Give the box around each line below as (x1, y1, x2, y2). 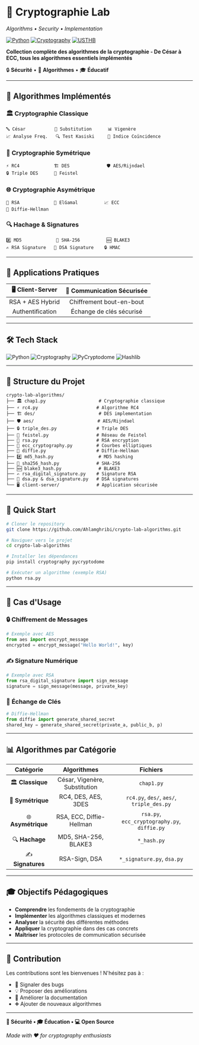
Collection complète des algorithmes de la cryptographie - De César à (6, 48, 182, 55)
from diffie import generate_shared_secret (6, 716, 115, 723)
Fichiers (139, 765, 163, 773)
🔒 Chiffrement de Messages (6, 615, 88, 624)
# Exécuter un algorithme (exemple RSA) (6, 570, 108, 576)
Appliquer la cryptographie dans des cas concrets (14, 924, 139, 932)
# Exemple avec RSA (6, 672, 54, 678)
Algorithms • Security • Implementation (6, 25, 103, 32)
